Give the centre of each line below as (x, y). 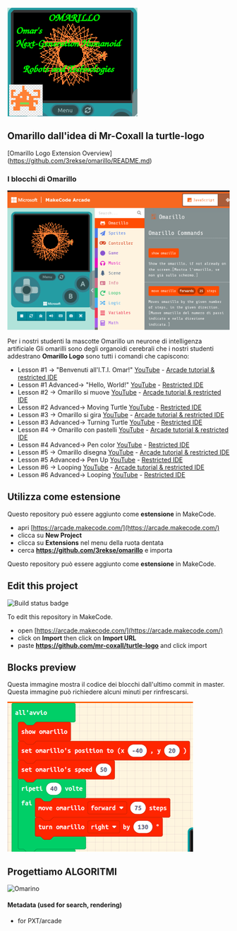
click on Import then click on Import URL (77, 638)
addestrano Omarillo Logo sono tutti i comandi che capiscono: (98, 356)
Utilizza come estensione (64, 497)
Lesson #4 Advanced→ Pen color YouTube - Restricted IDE (103, 445)
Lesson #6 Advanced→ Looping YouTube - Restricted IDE (101, 475)
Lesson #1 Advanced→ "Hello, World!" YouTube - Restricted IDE (110, 385)
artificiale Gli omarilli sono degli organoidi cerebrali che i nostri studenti (110, 349)
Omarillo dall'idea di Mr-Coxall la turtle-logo (106, 136)
